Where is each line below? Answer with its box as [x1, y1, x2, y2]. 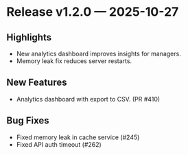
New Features [6, 77, 67, 88]
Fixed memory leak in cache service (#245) [16, 133, 140, 141]
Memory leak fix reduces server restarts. [16, 57, 132, 65]
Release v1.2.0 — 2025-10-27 [6, 4, 179, 20]
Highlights [6, 32, 52, 43]
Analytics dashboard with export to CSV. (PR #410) [16, 95, 161, 103]
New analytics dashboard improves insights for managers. [16, 49, 181, 58]
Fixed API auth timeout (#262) [16, 140, 102, 148]
